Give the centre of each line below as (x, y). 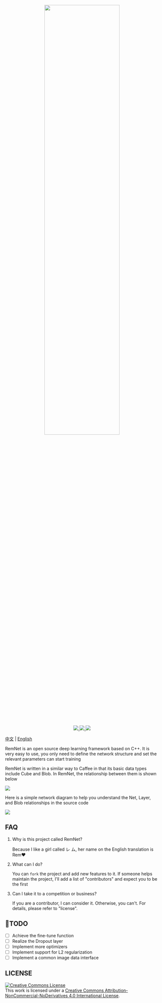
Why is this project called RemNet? (47, 839)
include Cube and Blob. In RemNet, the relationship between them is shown (81, 774)
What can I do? (27, 864)
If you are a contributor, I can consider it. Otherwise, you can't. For (79, 903)
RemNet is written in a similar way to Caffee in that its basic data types (76, 768)
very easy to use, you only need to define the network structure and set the (81, 754)
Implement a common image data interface (55, 957)
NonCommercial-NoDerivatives (37, 995)
